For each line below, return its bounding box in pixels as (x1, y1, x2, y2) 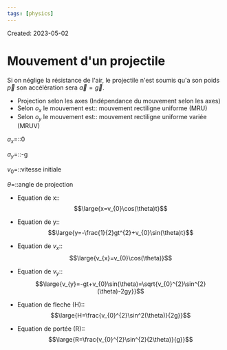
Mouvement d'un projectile (7, 53, 166, 69)
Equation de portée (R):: (17, 325, 85, 333)
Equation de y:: (17, 218, 61, 226)
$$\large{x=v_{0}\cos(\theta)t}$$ (74, 204, 168, 212)
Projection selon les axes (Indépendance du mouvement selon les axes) (17, 96, 221, 105)
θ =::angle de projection (7, 180, 74, 188)
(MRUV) (17, 122, 40, 130)
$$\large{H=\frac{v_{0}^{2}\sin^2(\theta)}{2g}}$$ (50, 311, 191, 320)
